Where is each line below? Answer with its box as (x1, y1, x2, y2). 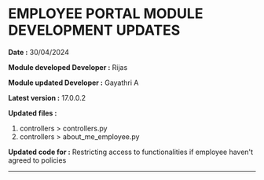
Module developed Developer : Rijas (8, 62, 128, 72)
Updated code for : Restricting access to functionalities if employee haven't (8, 147, 254, 156)
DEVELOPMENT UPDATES (8, 21, 181, 39)
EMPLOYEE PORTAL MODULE (8, 5, 203, 23)
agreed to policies (8, 155, 67, 165)
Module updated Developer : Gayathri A (8, 78, 139, 87)
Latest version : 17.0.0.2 (8, 93, 86, 102)
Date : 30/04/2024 (8, 47, 69, 57)
